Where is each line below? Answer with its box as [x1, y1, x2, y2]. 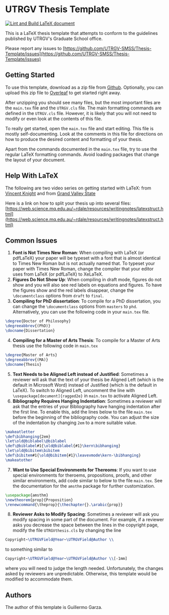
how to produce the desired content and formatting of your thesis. [5, 136, 143, 142]
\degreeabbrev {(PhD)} [5, 323, 51, 329]
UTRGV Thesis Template [5, 4, 110, 15]
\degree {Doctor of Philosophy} [5, 319, 71, 324]
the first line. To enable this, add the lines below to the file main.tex [12, 409, 152, 415]
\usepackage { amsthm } [5, 492, 49, 497]
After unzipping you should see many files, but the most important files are [5, 99, 160, 105]
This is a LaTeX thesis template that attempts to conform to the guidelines [5, 30, 158, 36]
